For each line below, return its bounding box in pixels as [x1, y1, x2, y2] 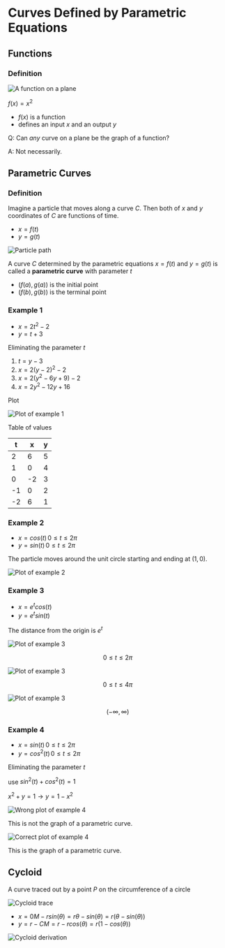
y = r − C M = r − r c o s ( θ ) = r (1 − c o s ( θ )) [17, 919, 131, 928]
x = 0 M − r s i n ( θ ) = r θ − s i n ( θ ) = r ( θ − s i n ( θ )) [17, 912, 146, 920]
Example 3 [8, 585, 45, 595]
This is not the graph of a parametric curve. [8, 819, 133, 827]
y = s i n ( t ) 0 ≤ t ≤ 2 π [17, 541, 76, 550]
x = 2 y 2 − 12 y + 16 [17, 381, 70, 391]
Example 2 [8, 518, 45, 528]
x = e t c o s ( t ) [17, 601, 52, 611]
